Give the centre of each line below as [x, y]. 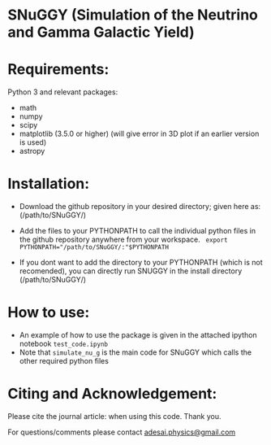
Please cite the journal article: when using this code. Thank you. [114, 416]
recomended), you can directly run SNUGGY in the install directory [131, 271]
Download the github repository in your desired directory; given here [134, 207]
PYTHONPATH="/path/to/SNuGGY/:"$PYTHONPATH [94, 247]
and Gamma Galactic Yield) [101, 32]
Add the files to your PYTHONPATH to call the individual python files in [138, 231]
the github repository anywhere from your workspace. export [123, 240]
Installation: [49, 184]
